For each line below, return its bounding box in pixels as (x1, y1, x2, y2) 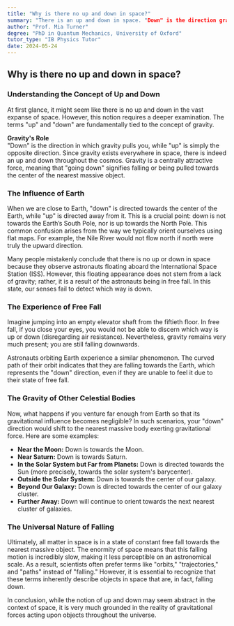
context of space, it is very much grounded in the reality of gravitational (7, 603, 213, 611)
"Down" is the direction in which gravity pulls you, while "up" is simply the (7, 141, 219, 150)
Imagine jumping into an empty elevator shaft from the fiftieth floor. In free (7, 318, 220, 326)
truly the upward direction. (7, 241, 84, 249)
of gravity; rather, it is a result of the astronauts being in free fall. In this (7, 277, 211, 285)
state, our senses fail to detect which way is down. (7, 284, 153, 293)
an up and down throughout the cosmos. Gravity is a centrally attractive (7, 156, 213, 164)
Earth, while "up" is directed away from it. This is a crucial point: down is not (7, 211, 226, 220)
